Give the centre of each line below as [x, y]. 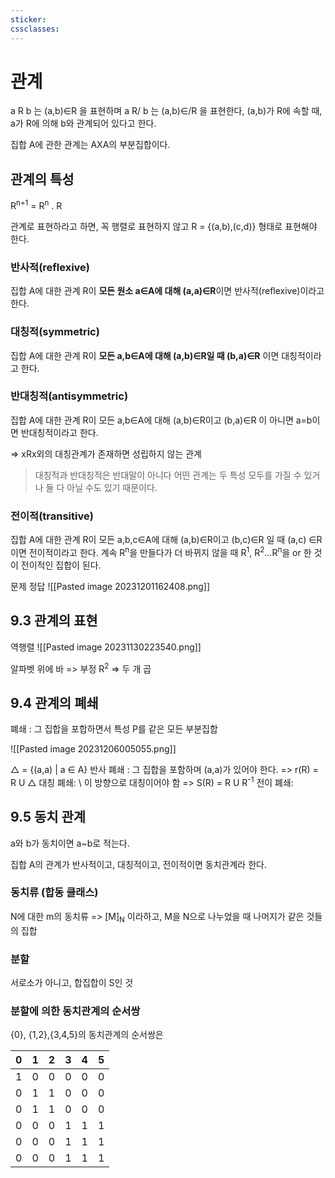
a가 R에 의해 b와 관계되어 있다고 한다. [83, 123]
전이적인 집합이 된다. [61, 565]
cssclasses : [35, 29]
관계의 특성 [42, 179]
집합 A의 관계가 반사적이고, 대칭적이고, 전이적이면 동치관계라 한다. [138, 864]
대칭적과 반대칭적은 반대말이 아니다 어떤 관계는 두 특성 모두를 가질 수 [168, 475]
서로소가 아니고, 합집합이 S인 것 [72, 982]
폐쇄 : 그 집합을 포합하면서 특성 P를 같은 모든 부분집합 [114, 729]
